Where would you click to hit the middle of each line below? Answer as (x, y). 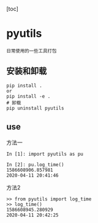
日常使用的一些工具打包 (32, 51)
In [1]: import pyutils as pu (45, 154)
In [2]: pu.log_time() (35, 164)
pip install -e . (28, 96)
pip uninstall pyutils (35, 108)
